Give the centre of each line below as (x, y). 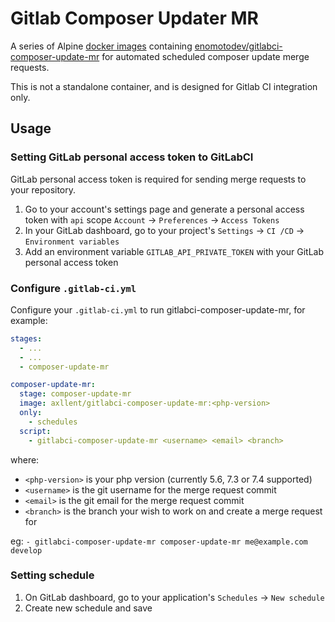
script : (35, 431)
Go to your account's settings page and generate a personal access (164, 209)
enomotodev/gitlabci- (238, 46)
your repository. (43, 189)
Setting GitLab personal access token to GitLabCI (132, 157)
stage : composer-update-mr (75, 394)
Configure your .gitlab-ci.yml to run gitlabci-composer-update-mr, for (158, 309)
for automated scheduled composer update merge (205, 56)
